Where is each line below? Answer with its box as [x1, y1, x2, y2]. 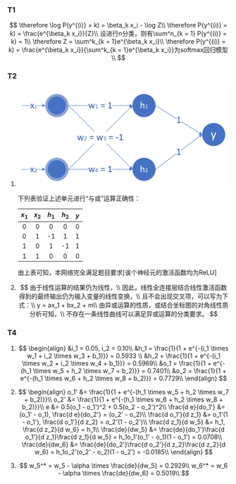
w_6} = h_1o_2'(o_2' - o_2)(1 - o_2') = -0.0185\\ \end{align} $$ [34, 447, 213, 456]
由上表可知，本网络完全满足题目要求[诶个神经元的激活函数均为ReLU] [17, 268, 217, 277]
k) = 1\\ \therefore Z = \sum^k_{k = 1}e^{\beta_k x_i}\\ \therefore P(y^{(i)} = [11, 37, 226, 46]
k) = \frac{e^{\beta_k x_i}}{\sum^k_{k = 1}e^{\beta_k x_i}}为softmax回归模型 [8, 46, 229, 54]
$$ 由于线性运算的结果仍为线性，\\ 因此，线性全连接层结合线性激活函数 [20, 284, 228, 292]
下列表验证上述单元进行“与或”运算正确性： [17, 194, 141, 202]
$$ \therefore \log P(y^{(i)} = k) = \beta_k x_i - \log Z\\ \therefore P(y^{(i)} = [9, 21, 228, 30]
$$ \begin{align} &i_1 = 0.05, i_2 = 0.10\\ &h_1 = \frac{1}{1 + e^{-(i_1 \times [18, 344, 229, 352]
